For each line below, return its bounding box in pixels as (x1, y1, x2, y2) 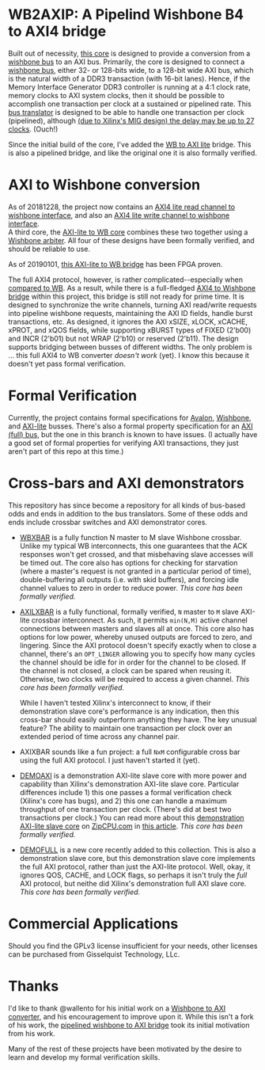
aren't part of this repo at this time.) (8, 446, 124, 456)
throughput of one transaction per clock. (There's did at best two (19, 804, 232, 813)
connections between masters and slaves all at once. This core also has (19, 623, 255, 633)
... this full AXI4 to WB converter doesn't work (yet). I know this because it (8, 350, 249, 360)
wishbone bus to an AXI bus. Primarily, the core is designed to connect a (8, 57, 245, 67)
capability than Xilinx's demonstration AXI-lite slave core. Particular (19, 779, 240, 789)
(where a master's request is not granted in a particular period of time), (19, 566, 252, 576)
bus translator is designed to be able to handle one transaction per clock (8, 107, 245, 116)
